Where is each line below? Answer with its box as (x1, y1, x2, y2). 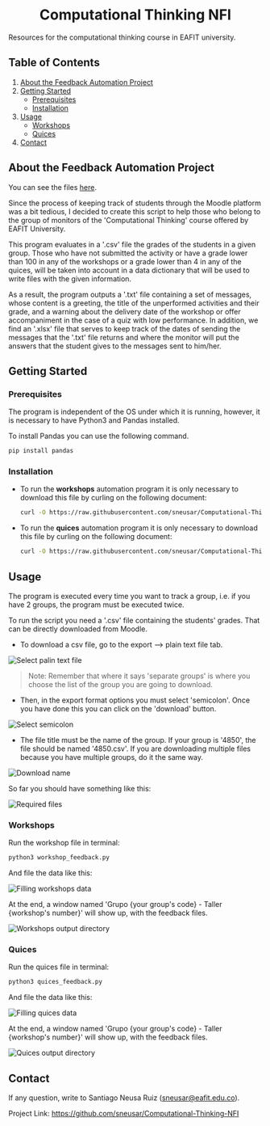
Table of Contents (8, 56, 101, 70)
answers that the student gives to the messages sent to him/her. (8, 341, 222, 351)
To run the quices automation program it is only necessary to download (19, 523, 258, 533)
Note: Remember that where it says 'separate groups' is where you (27, 671, 251, 681)
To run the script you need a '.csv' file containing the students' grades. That (8, 615, 260, 625)
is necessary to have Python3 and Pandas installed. (8, 415, 180, 425)
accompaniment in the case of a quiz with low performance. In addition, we (8, 315, 259, 325)
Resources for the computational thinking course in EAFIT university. (8, 32, 236, 42)
